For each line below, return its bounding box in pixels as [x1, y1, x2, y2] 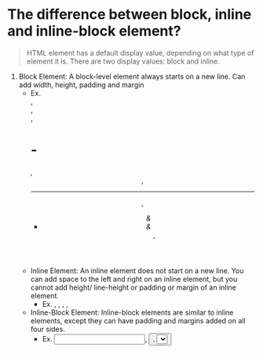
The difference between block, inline [7, 5, 252, 24]
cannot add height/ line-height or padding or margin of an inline [30, 283, 237, 292]
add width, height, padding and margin [18, 80, 144, 89]
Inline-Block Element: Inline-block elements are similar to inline [30, 308, 234, 317]
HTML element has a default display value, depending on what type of [26, 48, 254, 57]
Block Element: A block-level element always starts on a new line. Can [18, 71, 246, 81]
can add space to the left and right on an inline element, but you [30, 274, 238, 283]
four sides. [30, 324, 66, 334]
